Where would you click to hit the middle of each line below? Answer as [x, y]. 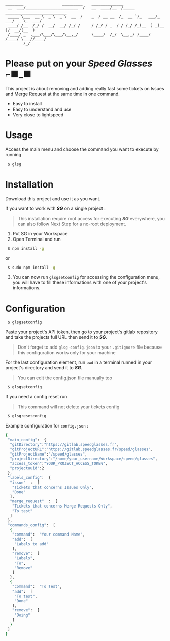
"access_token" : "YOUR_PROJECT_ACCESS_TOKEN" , [59, 464]
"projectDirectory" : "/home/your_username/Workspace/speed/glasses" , [84, 459]
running [13, 154]
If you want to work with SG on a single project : [55, 208]
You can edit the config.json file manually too [65, 378]
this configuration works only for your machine [66, 353]
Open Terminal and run [37, 239]
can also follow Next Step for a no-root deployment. [72, 224]
